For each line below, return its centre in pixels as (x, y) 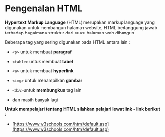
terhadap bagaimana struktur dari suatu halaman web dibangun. (70, 33)
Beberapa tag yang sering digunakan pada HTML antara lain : (68, 42)
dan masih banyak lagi (35, 100)
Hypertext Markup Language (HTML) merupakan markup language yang (80, 22)
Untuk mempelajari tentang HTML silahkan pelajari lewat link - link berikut (83, 109)
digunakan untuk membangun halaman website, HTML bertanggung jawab (81, 27)
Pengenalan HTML (44, 9)
